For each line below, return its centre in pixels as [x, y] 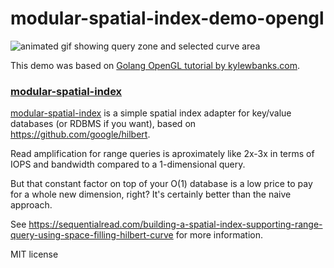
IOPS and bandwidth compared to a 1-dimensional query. [128, 164]
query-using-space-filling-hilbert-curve [92, 235]
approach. [31, 205]
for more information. [219, 235]
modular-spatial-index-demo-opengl [167, 18]
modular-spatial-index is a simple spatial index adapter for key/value [151, 113]
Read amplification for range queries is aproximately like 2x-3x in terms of [162, 154]
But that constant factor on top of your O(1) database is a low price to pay [161, 184]
